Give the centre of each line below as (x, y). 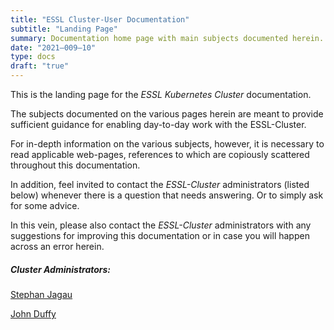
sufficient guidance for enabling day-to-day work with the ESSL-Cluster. (158, 124)
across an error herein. (57, 246)
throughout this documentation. (75, 165)
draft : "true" (40, 66)
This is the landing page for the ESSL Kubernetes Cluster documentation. (161, 94)
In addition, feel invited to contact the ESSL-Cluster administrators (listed (160, 184)
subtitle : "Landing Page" (64, 29)
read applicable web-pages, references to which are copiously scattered (160, 154)
